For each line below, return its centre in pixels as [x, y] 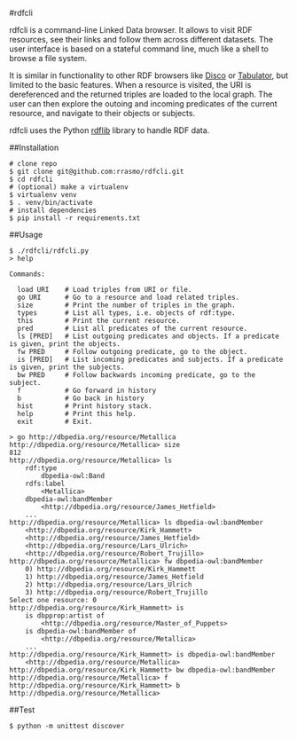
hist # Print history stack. [85, 406]
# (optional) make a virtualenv [69, 187]
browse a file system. [48, 58]
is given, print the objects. [65, 344]
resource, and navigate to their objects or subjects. [102, 113]
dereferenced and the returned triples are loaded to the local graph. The [141, 94]
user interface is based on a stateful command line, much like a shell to [139, 49]
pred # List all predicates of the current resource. [133, 328]
